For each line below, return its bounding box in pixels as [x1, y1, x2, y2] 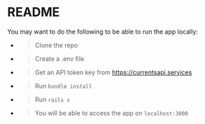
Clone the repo [34, 41, 78, 49]
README [7, 4, 60, 20]
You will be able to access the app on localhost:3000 [34, 109, 189, 117]
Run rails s [34, 95, 71, 104]
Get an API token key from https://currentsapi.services [34, 68, 192, 76]
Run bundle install [34, 81, 92, 90]
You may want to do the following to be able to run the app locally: [7, 27, 198, 36]
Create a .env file [34, 54, 85, 63]
